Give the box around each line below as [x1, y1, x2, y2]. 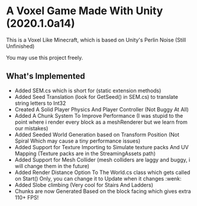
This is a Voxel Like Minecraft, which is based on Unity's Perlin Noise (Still [6, 36, 186, 43]
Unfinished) [6, 43, 35, 50]
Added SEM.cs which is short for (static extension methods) [14, 87, 162, 94]
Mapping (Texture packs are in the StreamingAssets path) [14, 150, 156, 157]
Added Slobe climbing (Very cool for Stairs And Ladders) [14, 181, 154, 188]
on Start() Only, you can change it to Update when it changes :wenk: [14, 175, 182, 182]
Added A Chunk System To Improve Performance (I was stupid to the [14, 112, 183, 119]
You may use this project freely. [6, 54, 83, 61]
